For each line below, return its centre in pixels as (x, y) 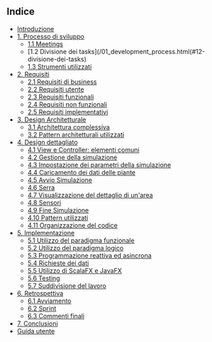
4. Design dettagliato (48, 142)
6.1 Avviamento (49, 301)
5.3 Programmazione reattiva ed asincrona (89, 255)
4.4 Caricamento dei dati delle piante (82, 172)
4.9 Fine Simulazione (58, 210)
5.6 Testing (44, 278)
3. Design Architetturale (51, 119)
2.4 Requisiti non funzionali (67, 104)
